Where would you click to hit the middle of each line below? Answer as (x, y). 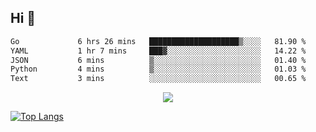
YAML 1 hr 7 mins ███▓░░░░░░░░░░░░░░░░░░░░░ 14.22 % (158, 51)
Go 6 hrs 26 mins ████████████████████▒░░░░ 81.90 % (158, 41)
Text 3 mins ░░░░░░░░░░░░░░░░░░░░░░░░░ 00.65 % (158, 79)
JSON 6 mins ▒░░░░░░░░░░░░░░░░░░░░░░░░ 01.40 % (158, 60)
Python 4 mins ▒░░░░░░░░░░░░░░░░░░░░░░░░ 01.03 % (158, 69)
